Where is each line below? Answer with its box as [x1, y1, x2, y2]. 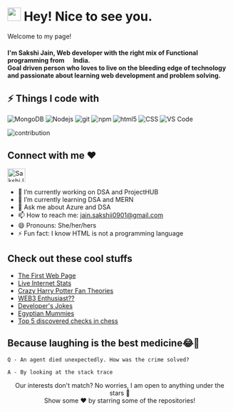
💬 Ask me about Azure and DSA [17, 203, 111, 211]
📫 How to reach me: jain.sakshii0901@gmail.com [17, 211, 164, 220]
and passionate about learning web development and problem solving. [7, 71, 221, 80]
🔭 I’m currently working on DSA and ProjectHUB [17, 188, 159, 196]
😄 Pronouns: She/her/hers [17, 221, 97, 230]
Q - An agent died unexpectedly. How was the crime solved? [7, 356, 190, 363]
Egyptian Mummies [17, 309, 75, 317]
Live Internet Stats [17, 278, 72, 287]
